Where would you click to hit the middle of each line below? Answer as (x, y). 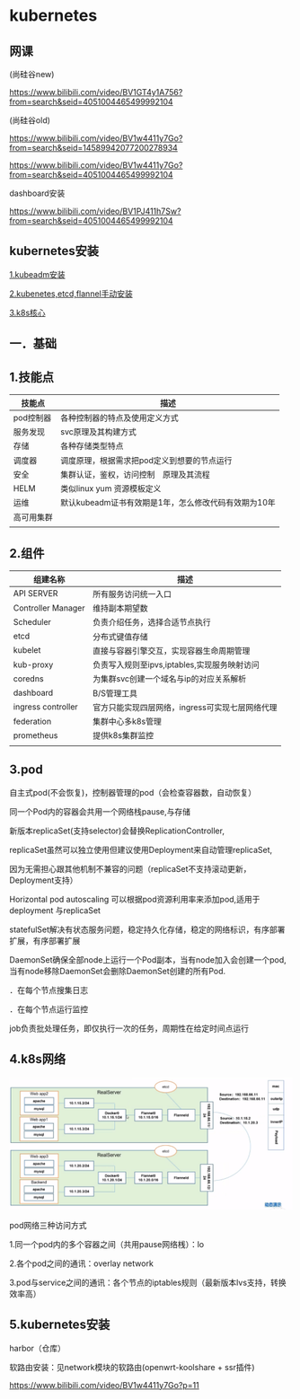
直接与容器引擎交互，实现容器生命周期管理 (172, 650)
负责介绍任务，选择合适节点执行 (152, 622)
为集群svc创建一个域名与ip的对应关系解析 (170, 679)
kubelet (27, 650)
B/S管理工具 (115, 693)
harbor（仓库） (37, 1348)
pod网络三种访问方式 (48, 1225)
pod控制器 (32, 418)
